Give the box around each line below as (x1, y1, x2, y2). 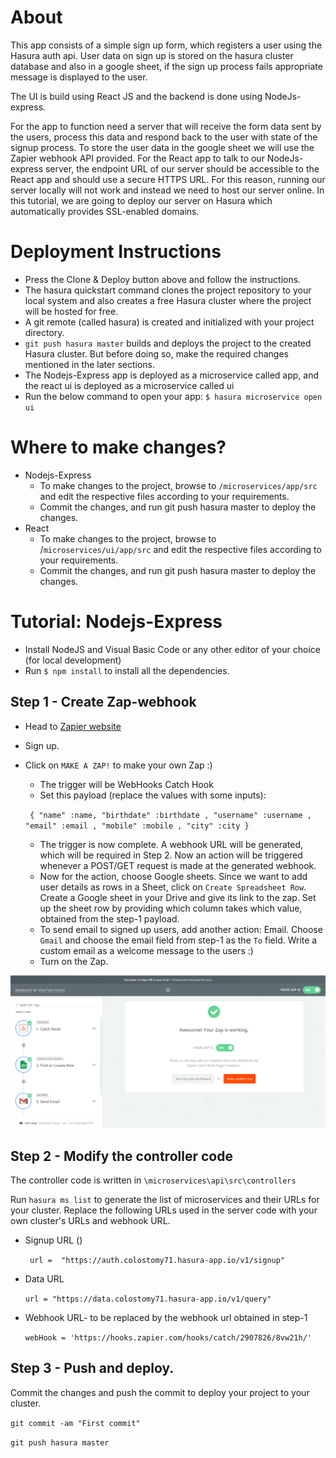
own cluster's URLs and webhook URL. (10, 1214, 171, 1226)
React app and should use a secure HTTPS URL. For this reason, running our (10, 173, 326, 185)
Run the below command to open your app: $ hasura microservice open (24, 390, 323, 402)
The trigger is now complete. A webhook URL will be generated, (39, 838, 304, 850)
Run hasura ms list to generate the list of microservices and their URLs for (10, 1193, 320, 1205)
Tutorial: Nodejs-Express (10, 611, 223, 633)
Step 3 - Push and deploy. (10, 1360, 175, 1377)
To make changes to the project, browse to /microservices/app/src (39, 479, 318, 491)
